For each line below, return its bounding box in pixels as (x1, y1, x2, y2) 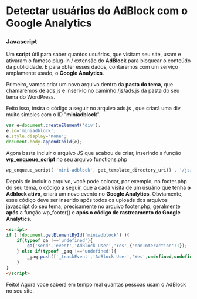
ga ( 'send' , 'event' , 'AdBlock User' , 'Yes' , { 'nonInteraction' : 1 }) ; (27, 243, 188, 249)
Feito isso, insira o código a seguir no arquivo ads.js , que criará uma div (6, 105, 181, 112)
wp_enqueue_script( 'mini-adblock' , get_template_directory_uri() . (6, 167, 177, 173)
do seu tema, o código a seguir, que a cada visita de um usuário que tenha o (6, 184, 191, 191)
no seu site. (6, 287, 34, 294)
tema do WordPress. (6, 93, 56, 100)
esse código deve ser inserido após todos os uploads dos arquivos (6, 196, 168, 203)
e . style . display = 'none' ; (6, 133, 67, 139)
